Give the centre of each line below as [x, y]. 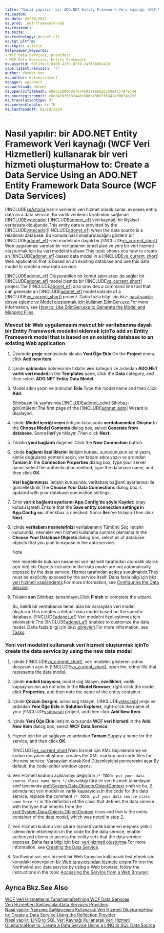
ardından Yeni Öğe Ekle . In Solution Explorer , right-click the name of [81, 706]
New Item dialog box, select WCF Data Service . [60, 726]
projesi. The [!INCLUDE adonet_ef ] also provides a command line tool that [78, 286]
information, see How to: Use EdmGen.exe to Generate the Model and [75, 307]
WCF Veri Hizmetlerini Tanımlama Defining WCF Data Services [67, 899]
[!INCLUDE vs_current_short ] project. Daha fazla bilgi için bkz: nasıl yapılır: [79, 296]
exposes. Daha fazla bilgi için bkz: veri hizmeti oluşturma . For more [79, 842]
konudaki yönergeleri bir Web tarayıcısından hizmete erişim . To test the [83, 862]
